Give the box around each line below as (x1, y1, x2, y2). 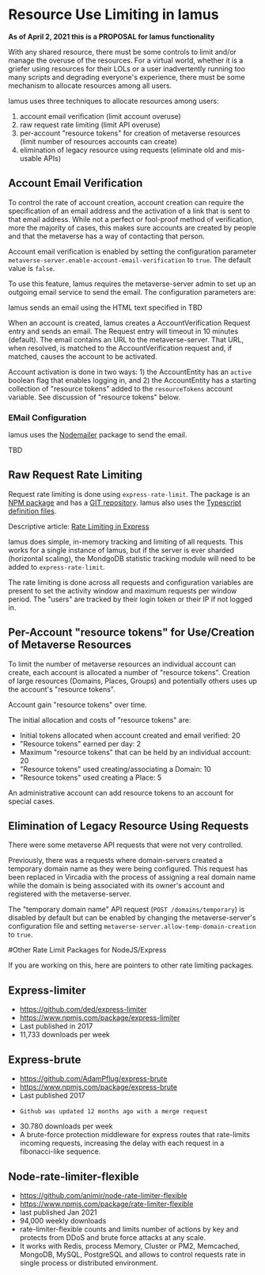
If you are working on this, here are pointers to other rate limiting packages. (8, 960, 255, 970)
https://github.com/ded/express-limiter (19, 1005, 147, 1014)
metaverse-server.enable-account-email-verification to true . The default (8, 255, 252, 265)
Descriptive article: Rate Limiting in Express (8, 521, 150, 531)
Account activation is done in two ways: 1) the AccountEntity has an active (8, 367, 252, 376)
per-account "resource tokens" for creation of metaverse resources (19, 128, 241, 138)
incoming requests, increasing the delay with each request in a (19, 1139, 225, 1148)
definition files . (8, 506, 57, 516)
